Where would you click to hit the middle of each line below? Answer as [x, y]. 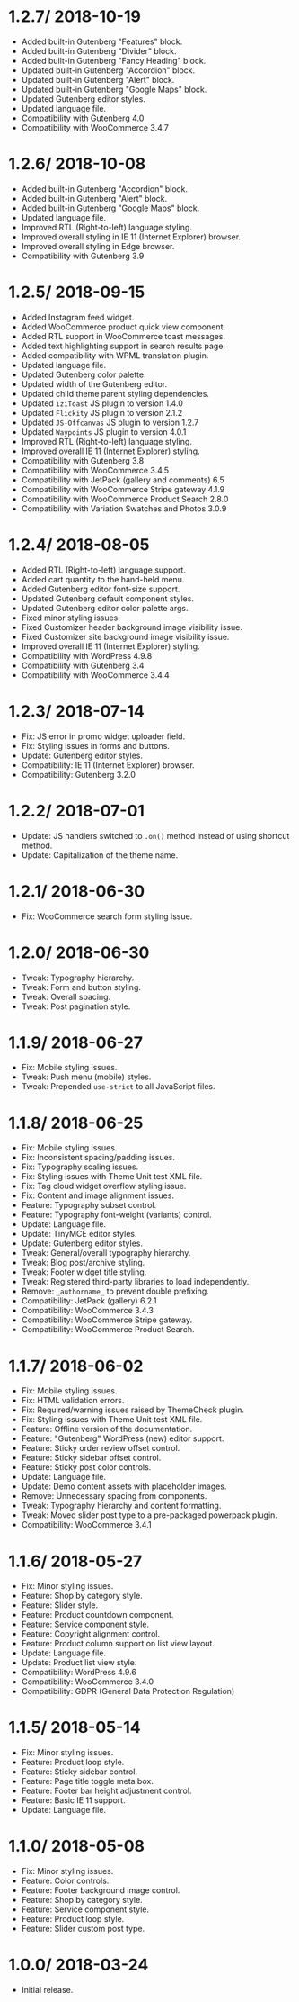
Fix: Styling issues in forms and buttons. [95, 745]
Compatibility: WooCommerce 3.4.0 [88, 1682]
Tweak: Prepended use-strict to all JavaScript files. [118, 1087]
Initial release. [47, 1990]
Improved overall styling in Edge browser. [98, 246]
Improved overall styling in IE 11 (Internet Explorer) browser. [131, 237]
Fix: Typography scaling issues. [80, 1167]
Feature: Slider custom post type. [83, 1929]
